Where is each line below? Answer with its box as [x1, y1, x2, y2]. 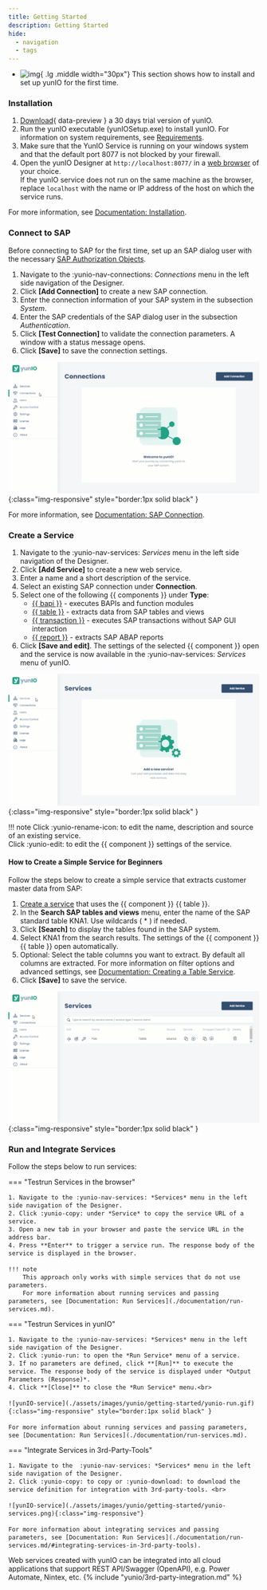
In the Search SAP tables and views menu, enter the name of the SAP [19, 907, 251, 917]
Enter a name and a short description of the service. [19, 573, 191, 583]
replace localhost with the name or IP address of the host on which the [19, 183, 255, 193]
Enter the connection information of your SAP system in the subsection [19, 295, 253, 305]
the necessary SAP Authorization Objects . [8, 254, 146, 263]
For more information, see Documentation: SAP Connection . [8, 510, 205, 520]
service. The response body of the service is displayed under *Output [8, 1368, 251, 1376]
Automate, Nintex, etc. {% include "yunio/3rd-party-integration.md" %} [8, 1572, 242, 1582]
